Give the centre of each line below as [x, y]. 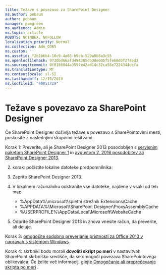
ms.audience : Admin [25, 28]
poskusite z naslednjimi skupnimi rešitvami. [49, 137]
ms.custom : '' [20, 51]
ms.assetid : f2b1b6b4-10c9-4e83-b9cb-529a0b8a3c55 [58, 56]
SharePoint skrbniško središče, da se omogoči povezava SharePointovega [81, 256]
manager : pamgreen [24, 24]
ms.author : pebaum [24, 14]
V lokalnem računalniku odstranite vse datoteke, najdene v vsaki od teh [85, 186]
